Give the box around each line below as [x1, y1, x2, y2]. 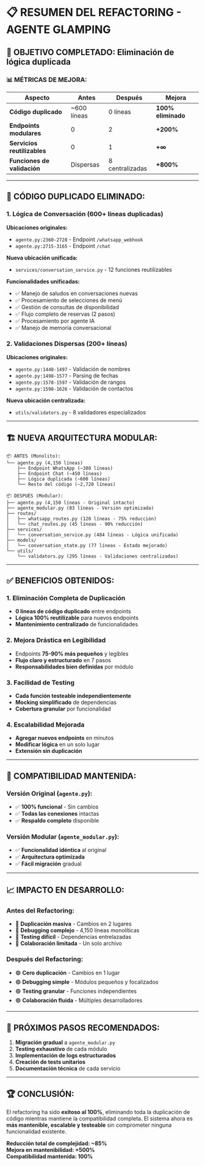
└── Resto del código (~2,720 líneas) [17, 481, 116, 487]
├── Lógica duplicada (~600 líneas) [17, 476, 111, 482]
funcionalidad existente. [6, 1127, 67, 1135]
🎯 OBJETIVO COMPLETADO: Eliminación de [6, 47, 174, 58]
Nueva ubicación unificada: [6, 254, 78, 261]
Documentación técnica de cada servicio [15, 1065, 121, 1072]
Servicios [9, 139, 38, 148]
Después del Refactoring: [6, 955, 84, 963]
